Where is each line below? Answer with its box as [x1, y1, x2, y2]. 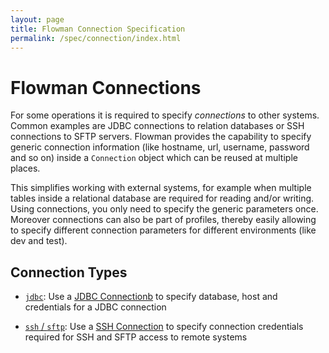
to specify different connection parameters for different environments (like [10, 224, 317, 236]
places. [10, 162, 41, 175]
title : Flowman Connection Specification [10, 24, 186, 34]
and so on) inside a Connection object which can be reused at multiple [10, 152, 298, 164]
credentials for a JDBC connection [24, 301, 167, 313]
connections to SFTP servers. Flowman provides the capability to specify [10, 131, 312, 143]
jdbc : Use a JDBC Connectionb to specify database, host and [24, 291, 278, 303]
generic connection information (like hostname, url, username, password [10, 141, 310, 153]
